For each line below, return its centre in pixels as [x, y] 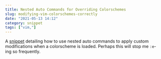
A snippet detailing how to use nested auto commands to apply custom [77, 41]
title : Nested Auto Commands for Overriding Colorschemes [66, 9]
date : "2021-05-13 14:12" [31, 18]
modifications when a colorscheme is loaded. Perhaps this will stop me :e [80, 46]
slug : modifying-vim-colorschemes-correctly [51, 14]
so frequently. [27, 52]
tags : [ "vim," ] [21, 28]
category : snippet [24, 23]
